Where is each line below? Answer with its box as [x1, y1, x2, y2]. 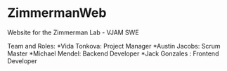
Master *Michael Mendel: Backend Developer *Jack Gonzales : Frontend [7, 49, 219, 58]
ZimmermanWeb [7, 5, 107, 21]
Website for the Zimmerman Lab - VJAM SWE [7, 28, 139, 37]
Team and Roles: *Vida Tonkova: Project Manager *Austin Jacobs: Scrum [7, 41, 221, 50]
